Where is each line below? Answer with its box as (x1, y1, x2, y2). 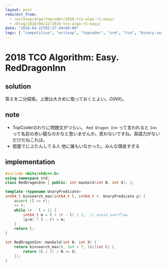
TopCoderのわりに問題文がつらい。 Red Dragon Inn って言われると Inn (12, 124, 157, 130)
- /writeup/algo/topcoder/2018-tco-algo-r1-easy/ (9, 16, 114, 21)
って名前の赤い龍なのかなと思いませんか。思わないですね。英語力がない (12, 130, 160, 137)
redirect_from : (5, 12, 37, 17)
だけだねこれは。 (12, 137, 48, 143)
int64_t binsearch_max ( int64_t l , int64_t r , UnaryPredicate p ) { (5, 194, 146, 199)
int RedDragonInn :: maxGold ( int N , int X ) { (5, 240, 97, 245)
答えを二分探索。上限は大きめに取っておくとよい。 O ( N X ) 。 (5, 96, 127, 102)
